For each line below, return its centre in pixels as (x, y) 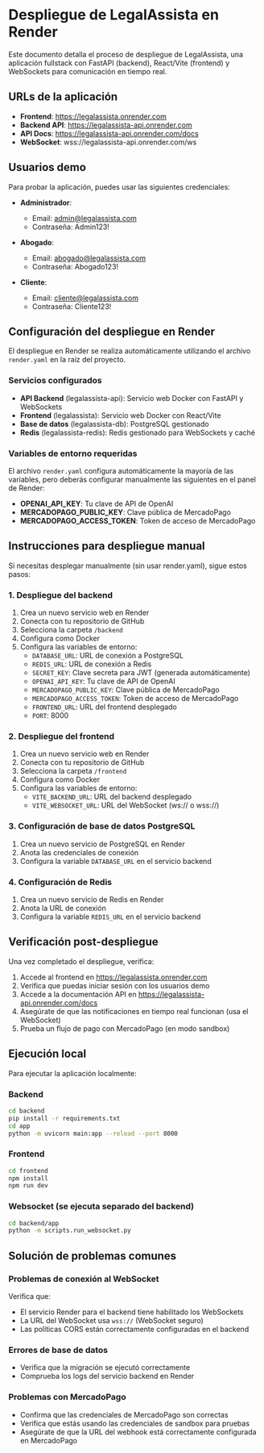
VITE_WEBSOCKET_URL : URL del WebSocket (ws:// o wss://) (126, 805)
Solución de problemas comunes (93, 1256)
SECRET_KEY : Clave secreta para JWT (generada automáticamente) (141, 673)
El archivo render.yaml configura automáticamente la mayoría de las (121, 470)
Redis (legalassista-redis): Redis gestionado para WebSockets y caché (138, 432)
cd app (19, 1126)
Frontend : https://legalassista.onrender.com (93, 116)
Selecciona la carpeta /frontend (73, 771)
